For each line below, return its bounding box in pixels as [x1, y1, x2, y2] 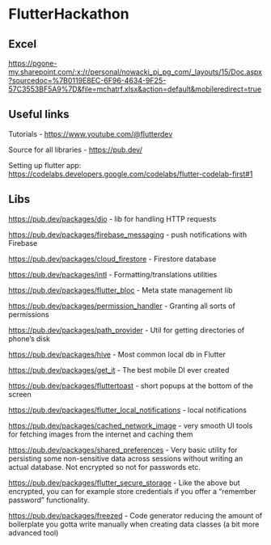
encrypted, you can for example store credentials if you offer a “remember [8, 486, 256, 496]
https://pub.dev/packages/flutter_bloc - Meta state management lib [8, 285, 233, 295]
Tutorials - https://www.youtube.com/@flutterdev [8, 129, 173, 138]
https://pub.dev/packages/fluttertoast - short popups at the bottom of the [8, 381, 253, 391]
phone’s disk [8, 333, 51, 344]
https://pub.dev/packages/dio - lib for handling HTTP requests [8, 213, 217, 223]
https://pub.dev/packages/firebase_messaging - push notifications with [8, 230, 248, 239]
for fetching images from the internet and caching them [8, 429, 193, 439]
